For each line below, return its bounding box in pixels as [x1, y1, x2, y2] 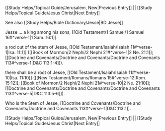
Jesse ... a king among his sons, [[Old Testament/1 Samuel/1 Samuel [5, 29, 145, 35]
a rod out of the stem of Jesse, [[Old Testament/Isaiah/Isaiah [5, 44, 130, 50]
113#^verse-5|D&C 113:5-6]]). [5, 91, 65, 96]
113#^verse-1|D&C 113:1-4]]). [5, 60, 64, 65]
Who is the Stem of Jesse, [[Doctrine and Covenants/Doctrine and [5, 100, 141, 106]
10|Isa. [5, 75, 19, 80]
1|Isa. [5, 50, 16, 55]
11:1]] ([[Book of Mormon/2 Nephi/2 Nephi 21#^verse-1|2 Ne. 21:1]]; [16, 50, 153, 55]
